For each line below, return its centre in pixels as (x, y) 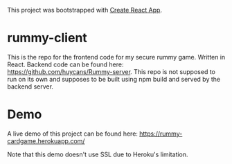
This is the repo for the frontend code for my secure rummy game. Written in (116, 57)
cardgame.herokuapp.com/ (46, 140)
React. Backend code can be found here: (65, 64)
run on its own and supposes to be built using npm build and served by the (114, 79)
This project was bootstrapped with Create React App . (85, 10)
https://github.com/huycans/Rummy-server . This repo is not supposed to (111, 71)
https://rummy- (161, 134)
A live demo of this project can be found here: (73, 134)
